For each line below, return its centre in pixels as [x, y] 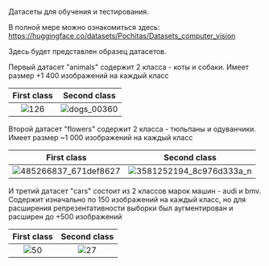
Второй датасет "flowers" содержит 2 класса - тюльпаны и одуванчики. [132, 129]
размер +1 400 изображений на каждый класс [89, 75]
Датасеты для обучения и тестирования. [79, 12]
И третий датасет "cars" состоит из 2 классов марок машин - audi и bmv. [135, 191]
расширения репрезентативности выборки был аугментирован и [121, 208]
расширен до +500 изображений [65, 216]
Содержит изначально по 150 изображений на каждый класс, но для [127, 199]
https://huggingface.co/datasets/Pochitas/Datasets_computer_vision [122, 36]
